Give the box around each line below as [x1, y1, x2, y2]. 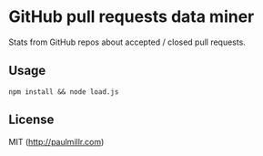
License [8, 112, 55, 128]
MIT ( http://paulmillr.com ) [8, 136, 105, 147]
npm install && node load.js [8, 87, 119, 97]
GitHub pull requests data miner [8, 6, 255, 27]
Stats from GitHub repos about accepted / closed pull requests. [8, 36, 247, 47]
